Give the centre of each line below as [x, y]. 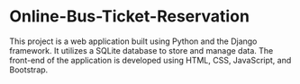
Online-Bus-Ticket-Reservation [130, 17]
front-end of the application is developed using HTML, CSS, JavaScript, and [150, 60]
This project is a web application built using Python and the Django [133, 41]
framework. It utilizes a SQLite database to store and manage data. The [141, 50]
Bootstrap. [29, 70]
